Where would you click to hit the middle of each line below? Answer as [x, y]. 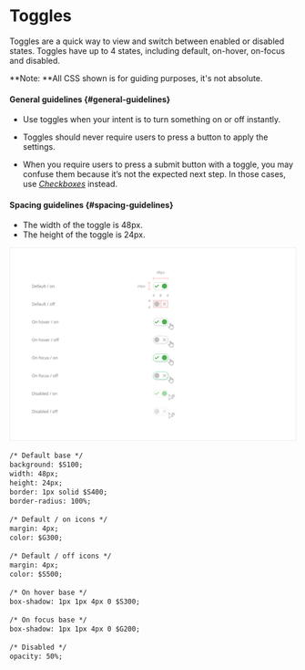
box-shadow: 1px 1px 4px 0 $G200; [75, 629]
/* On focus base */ [49, 620]
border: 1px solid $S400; [58, 492]
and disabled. [35, 60]
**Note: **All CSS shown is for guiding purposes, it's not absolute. [136, 78]
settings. [39, 147]
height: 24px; [36, 483]
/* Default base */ [46, 455]
